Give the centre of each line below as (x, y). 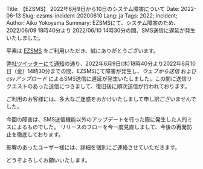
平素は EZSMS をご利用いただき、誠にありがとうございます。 (82, 51)
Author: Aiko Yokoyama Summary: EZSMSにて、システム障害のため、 (93, 23)
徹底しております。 (40, 134)
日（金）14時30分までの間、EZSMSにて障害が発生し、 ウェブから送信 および (101, 71)
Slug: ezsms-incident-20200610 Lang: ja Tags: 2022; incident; (100, 16)
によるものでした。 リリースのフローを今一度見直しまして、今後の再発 (99, 127)
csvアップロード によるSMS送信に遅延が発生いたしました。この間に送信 (97, 78)
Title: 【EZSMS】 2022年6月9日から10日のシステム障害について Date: (93, 9)
